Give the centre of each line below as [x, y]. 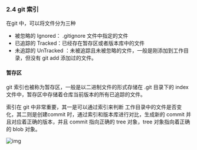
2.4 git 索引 [23, 9]
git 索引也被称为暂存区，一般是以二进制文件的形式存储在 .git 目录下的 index [97, 87]
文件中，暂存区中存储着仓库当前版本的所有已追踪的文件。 [76, 94]
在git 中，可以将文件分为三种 [41, 23]
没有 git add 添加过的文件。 [64, 58]
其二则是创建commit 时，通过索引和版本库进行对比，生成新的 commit [100, 114]
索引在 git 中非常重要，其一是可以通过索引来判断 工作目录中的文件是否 [91, 107]
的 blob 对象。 [23, 129]
